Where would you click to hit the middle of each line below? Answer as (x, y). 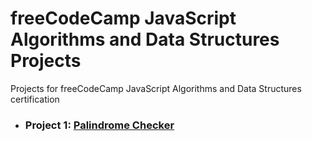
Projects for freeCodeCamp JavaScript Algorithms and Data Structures (156, 88)
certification (35, 99)
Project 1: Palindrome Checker (99, 125)
